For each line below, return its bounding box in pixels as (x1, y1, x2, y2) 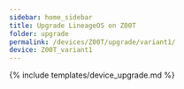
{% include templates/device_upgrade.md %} (9, 70, 175, 80)
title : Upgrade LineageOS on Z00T (9, 21, 137, 30)
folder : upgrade (9, 29, 69, 38)
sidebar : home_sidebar (9, 12, 93, 22)
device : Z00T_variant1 (9, 46, 93, 55)
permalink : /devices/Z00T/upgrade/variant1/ (9, 37, 176, 47)
